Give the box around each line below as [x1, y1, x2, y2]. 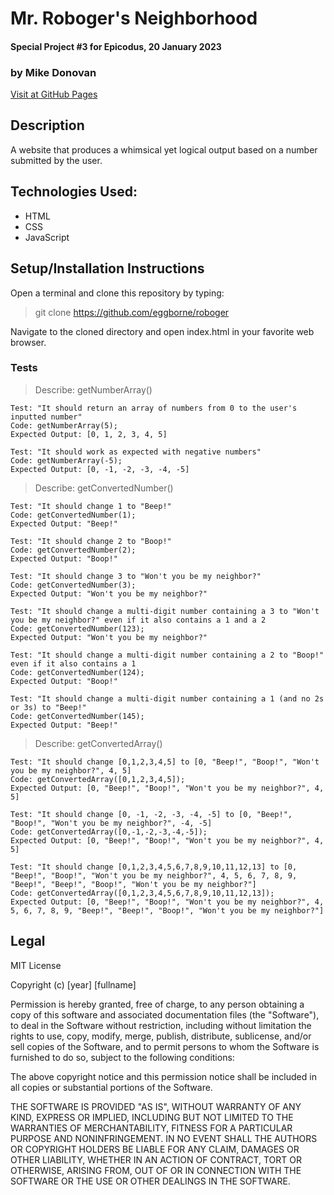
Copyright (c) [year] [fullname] [10, 978, 137, 991]
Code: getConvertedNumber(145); [10, 711, 145, 721]
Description [10, 117, 85, 134]
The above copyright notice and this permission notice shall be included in [10, 1070, 317, 1082]
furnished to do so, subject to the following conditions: [10, 1051, 235, 1063]
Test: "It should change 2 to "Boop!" [10, 536, 172, 546]
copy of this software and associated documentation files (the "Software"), [10, 1008, 320, 1021]
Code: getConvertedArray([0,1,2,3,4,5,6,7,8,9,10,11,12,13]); [10, 888, 275, 898]
